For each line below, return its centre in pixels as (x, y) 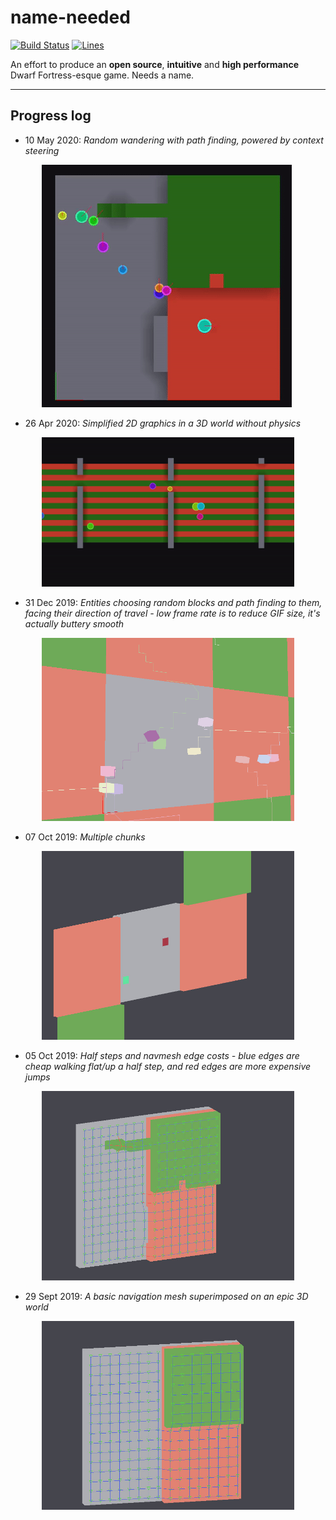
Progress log (51, 116)
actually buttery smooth (74, 624)
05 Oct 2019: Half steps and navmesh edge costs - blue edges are (162, 1056)
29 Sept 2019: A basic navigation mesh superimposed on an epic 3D (166, 1296)
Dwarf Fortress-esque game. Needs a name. (102, 75)
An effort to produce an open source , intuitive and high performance (155, 64)
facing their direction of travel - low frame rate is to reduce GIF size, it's (172, 613)
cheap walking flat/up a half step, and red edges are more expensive (168, 1067)
